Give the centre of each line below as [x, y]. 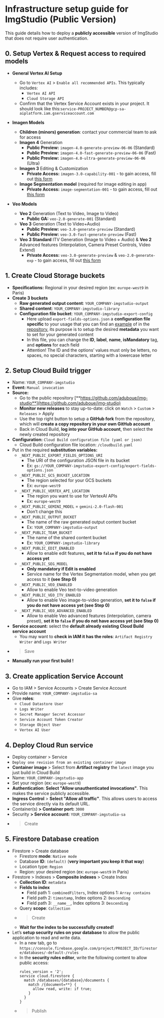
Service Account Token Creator [51, 720]
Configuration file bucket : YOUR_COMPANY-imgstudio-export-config [86, 313]
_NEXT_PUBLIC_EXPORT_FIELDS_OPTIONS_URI [61, 456]
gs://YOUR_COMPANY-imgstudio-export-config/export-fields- [95, 466]
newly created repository [44, 434]
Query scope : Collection [45, 908]
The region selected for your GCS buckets [69, 480]
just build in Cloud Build [36, 772]
